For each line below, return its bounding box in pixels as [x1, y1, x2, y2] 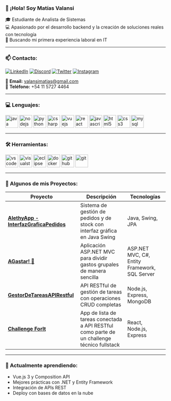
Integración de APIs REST [12, 384, 67, 390]
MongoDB [127, 298, 152, 305]
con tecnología [5, 32, 37, 38]
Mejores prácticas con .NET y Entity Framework [12, 379, 113, 385]
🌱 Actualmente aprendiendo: [5, 362, 78, 369]
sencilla [80, 274, 99, 281]
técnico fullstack [80, 341, 120, 349]
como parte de [80, 329, 116, 336]
